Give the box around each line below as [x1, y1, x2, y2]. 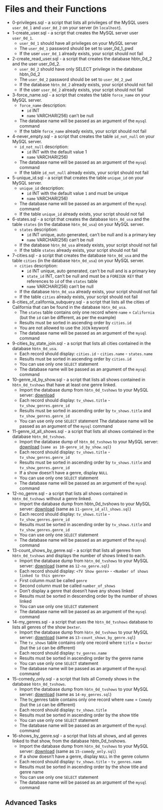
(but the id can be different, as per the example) [19, 314, 116, 320]
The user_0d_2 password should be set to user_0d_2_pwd [19, 76, 132, 82]
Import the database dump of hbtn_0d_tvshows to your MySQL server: [19, 438, 159, 444]
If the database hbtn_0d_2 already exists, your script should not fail [19, 81, 153, 87]
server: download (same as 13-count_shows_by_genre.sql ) [19, 634, 136, 640]
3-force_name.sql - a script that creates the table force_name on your [12, 92, 151, 98]
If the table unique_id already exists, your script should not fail [19, 211, 145, 217]
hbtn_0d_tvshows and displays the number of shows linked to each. [12, 552, 146, 558]
